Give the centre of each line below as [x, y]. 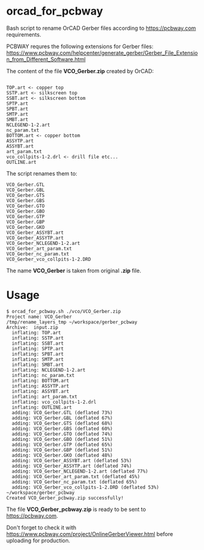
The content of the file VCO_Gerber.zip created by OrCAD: [80, 71]
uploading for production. [38, 540]
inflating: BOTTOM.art [40, 381]
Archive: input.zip [33, 327]
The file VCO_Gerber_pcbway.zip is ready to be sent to [76, 509]
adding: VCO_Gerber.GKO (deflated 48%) [62, 455]
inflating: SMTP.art [38, 359]
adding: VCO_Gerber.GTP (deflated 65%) [62, 445]
